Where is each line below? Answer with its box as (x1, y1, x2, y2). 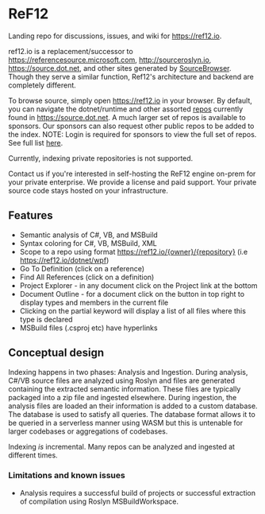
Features (8, 208, 53, 223)
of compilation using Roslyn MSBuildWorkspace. (19, 496, 179, 506)
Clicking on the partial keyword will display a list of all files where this (19, 306, 246, 315)
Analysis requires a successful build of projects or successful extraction (19, 488, 256, 497)
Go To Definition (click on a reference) (19, 263, 145, 273)
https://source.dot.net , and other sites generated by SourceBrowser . (8, 63, 232, 72)
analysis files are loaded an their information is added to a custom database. (8, 401, 258, 411)
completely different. (8, 80, 77, 90)
